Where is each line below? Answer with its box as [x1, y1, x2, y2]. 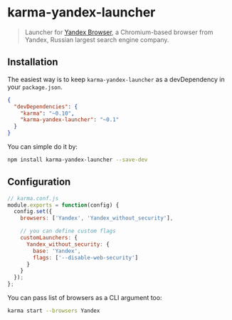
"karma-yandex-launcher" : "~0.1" [20, 116, 120, 123]
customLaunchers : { [20, 234, 78, 242]
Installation [7, 56, 58, 68]
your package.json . [7, 83, 63, 91]
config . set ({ [14, 208, 53, 215]
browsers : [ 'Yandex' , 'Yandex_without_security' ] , [20, 215, 174, 222]
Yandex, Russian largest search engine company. [24, 35, 169, 43]
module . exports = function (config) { [7, 201, 120, 209]
